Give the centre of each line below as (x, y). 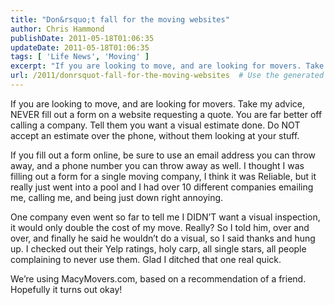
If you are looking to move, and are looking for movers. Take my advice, (158, 103)
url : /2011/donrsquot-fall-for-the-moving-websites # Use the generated (167, 76)
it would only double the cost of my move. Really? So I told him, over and (160, 227)
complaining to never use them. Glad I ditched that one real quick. (146, 259)
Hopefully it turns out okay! (66, 289)
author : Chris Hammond (57, 29)
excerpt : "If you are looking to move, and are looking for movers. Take (167, 66)
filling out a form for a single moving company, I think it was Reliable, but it (163, 176)
